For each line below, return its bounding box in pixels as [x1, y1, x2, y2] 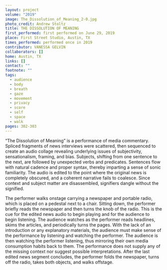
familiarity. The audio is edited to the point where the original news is [5, 169, 147, 175]
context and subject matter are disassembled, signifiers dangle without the [5, 180, 159, 186]
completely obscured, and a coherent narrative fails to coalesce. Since [5, 175, 151, 181]
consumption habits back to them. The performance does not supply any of [5, 243, 161, 249]
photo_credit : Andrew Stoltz [5, 21, 66, 27]
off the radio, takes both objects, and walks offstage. [5, 259, 114, 265]
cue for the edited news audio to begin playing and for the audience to [5, 211, 150, 217]
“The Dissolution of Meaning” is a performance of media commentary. [5, 137, 150, 143]
